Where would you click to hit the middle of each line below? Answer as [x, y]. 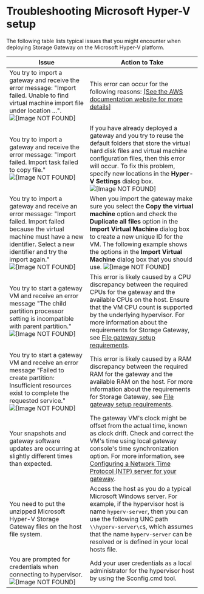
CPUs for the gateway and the [132, 292]
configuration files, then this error [137, 158]
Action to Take [142, 62]
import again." [29, 259]
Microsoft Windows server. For [134, 496]
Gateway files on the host [46, 527]
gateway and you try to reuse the [137, 135]
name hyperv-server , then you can [139, 511]
